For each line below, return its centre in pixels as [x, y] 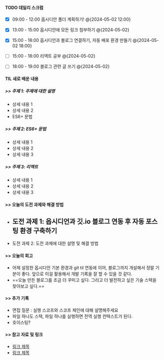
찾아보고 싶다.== [28, 286]
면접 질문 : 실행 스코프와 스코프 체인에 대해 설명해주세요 [65, 310]
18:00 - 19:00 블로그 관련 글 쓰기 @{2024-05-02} [61, 66]
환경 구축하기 [39, 231]
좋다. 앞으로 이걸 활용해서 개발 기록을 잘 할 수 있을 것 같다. [77, 274]
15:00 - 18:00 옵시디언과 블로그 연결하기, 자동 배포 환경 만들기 [72, 40]
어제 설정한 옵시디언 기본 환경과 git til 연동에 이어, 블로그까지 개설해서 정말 [83, 267]
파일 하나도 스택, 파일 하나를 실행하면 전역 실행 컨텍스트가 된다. [72, 316]
